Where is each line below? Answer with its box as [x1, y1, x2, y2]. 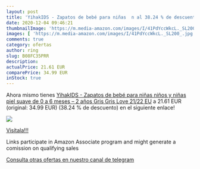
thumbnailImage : [6, 25, 46, 32]
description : [6, 58, 39, 64]
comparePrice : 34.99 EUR [6, 70, 68, 76]
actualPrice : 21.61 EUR [6, 64, 65, 70]
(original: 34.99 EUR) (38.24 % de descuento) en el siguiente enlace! [6, 104, 176, 111]
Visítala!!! [6, 127, 29, 134]
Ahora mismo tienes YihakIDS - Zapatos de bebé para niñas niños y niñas [6, 92, 186, 99]
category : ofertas [6, 42, 52, 48]
